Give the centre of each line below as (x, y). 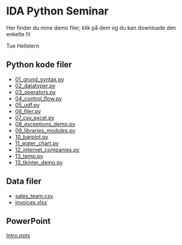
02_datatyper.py (35, 85)
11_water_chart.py (37, 143)
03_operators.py (35, 92)
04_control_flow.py (38, 98)
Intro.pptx (18, 235)
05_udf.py (27, 105)
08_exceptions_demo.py (45, 124)
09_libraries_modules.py (45, 130)
